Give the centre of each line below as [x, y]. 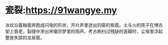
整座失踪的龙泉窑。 [25, 37]
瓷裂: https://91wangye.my [61, 10]
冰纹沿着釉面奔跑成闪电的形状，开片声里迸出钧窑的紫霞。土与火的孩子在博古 [84, 25]
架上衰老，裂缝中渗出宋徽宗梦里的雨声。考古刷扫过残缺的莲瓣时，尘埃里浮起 [84, 31]
